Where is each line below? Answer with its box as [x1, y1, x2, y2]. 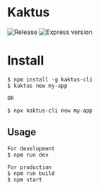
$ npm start [7, 176, 42, 183]
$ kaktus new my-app [7, 82, 68, 89]
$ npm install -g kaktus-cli [7, 76, 93, 83]
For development [7, 145, 55, 152]
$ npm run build [7, 169, 55, 177]
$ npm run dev [7, 151, 49, 158]
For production [7, 164, 52, 171]
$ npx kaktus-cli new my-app [7, 107, 93, 114]
